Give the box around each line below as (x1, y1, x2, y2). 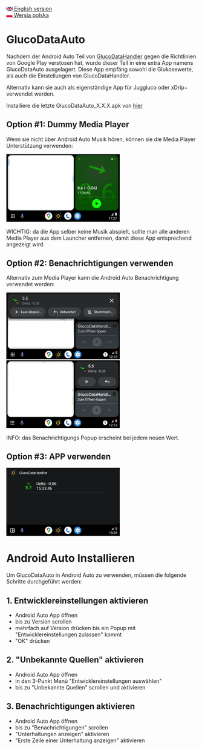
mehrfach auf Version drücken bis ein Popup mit (15, 625, 136, 632)
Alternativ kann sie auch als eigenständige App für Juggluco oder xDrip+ (6, 84, 189, 91)
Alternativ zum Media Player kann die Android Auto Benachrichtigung (6, 274, 180, 281)
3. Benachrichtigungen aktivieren (6, 702, 135, 712)
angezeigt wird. (6, 240, 45, 248)
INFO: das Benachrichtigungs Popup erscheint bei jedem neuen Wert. (6, 434, 180, 441)
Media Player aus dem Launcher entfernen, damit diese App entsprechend (6, 234, 192, 242)
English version (14, 5, 53, 12)
